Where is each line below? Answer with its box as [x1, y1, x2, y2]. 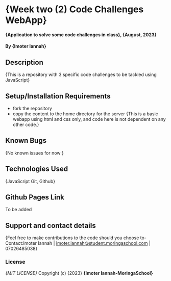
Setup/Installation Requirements [5, 92, 111, 100]
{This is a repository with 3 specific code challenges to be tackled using [5, 71, 157, 78]
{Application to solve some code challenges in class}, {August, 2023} [5, 32, 157, 38]
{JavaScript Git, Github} [5, 178, 55, 184]
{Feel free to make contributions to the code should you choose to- [5, 235, 147, 241]
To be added [5, 207, 32, 213]
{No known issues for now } [5, 149, 64, 156]
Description [5, 58, 43, 67]
